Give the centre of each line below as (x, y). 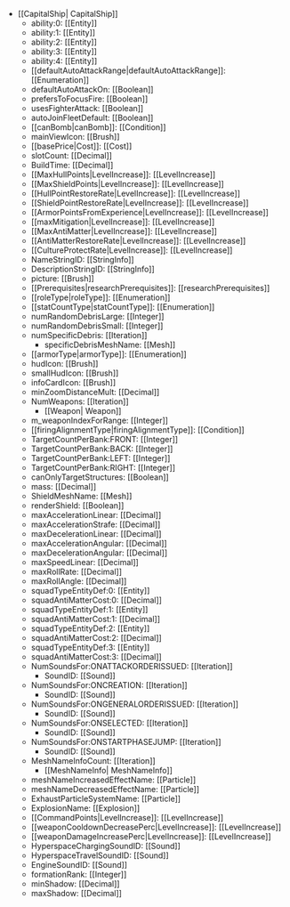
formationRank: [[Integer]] (79, 874)
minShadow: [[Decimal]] (75, 884)
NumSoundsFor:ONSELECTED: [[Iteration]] (109, 723)
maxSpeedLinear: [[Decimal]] (85, 562)
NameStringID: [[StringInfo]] (83, 259)
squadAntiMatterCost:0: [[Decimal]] (97, 600)
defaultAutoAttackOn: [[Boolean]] (92, 89)
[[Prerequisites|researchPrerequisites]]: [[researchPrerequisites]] (150, 288)
